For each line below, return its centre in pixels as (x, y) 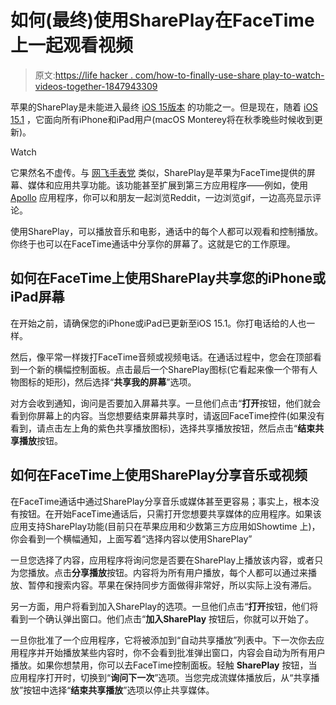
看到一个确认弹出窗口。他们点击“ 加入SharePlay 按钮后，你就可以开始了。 (162, 618)
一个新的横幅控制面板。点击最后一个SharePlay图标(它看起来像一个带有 (164, 369)
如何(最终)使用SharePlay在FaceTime (162, 20)
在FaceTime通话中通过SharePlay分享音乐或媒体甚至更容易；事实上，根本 (160, 501)
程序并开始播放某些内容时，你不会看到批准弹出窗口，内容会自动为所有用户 (172, 652)
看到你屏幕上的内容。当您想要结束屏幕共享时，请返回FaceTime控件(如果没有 (167, 415)
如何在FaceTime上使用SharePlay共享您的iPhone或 (168, 278)
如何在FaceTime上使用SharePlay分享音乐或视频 (159, 475)
